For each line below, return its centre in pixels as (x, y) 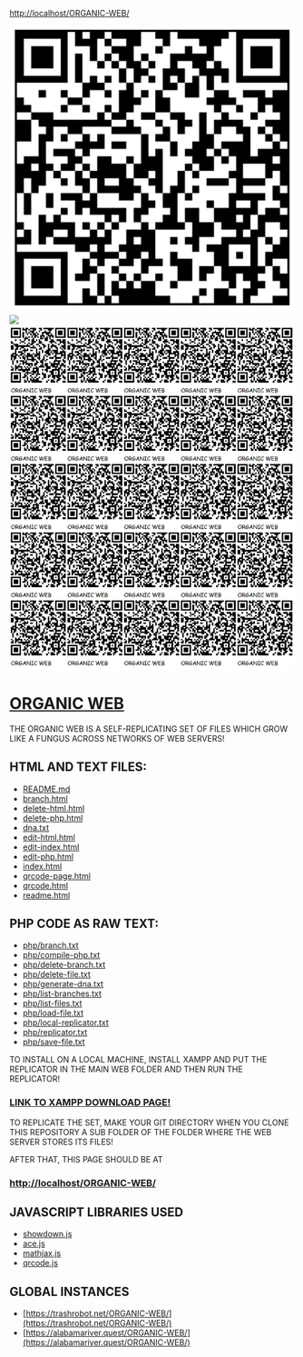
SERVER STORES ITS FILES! (61, 1142)
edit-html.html (49, 837)
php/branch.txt (50, 945)
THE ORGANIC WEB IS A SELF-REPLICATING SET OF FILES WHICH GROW (149, 728)
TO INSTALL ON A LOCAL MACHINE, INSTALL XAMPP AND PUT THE (138, 1060)
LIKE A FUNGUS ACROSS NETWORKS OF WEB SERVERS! (117, 738)
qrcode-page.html (56, 875)
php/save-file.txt (54, 1042)
